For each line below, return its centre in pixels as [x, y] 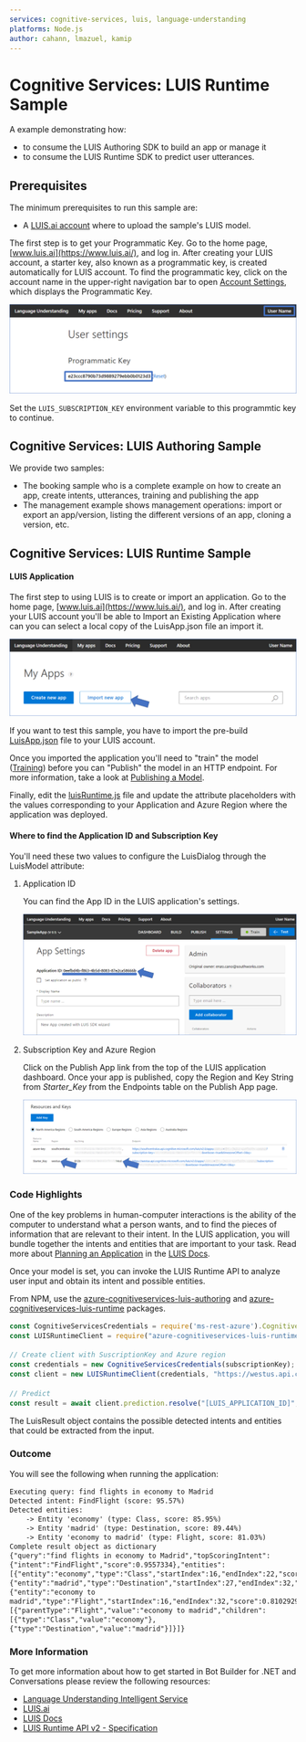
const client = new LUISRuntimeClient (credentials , [109, 1375]
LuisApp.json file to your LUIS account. [82, 741]
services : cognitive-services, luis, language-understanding [128, 19]
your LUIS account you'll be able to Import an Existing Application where [145, 617]
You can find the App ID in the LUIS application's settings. [131, 901]
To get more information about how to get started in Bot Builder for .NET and [153, 1672]
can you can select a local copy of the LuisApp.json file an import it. [137, 627]
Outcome [31, 1454]
